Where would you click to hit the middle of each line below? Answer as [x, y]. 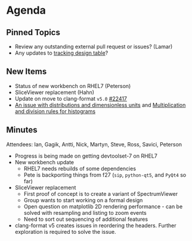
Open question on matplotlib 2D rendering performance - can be [103, 206]
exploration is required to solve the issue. [65, 231]
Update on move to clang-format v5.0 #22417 [71, 98]
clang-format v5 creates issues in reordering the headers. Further [95, 225]
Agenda [26, 10]
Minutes [22, 130]
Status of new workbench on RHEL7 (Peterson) [73, 86]
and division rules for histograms [55, 111]
